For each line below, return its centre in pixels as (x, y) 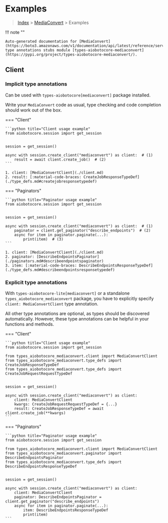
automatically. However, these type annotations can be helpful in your (77, 318)
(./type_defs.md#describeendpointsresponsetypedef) (60, 270)
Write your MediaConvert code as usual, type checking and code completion (83, 104)
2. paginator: (20, 256)
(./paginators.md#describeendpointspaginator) (54, 261)
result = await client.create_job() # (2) (60, 159)
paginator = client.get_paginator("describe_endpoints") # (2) (82, 230)
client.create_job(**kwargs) (35, 413)
